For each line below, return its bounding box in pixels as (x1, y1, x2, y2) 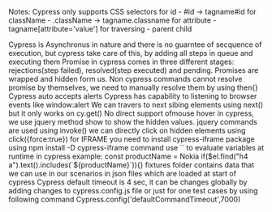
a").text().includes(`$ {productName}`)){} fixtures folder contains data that (8, 160, 254, 169)
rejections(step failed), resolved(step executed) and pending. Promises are (8, 66, 259, 75)
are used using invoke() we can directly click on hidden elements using (8, 125, 246, 135)
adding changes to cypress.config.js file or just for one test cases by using (8, 186, 258, 195)
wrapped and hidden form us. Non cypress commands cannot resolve (8, 74, 243, 83)
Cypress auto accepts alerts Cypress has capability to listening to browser (8, 91, 257, 100)
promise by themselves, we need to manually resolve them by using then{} (8, 83, 258, 92)
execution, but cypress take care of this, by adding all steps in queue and (8, 49, 253, 57)
